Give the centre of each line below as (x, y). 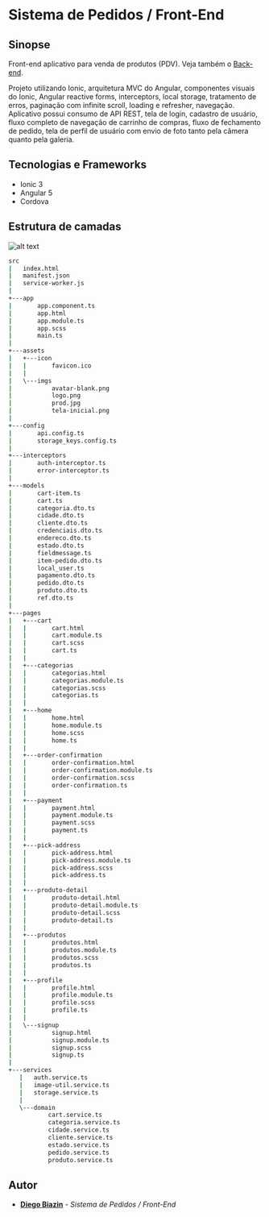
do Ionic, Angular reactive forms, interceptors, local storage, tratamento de (132, 97)
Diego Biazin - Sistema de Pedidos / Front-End (98, 1205)
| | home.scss (46, 733)
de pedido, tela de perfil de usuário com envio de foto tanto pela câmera (128, 131)
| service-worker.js (46, 284)
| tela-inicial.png (59, 411)
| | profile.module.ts (61, 995)
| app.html (37, 313)
